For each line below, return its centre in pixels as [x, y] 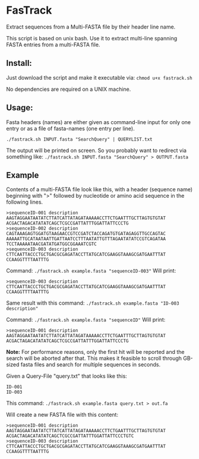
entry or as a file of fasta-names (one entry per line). [70, 128]
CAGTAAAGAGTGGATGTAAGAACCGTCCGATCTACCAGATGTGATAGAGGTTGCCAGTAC [86, 234]
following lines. [25, 202]
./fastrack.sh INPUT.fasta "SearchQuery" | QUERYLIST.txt [79, 139]
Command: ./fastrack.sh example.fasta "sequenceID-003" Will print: [91, 271]
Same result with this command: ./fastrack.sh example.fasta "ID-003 [93, 303]
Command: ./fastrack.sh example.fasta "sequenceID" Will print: [86, 320]
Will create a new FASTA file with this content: [62, 415]
